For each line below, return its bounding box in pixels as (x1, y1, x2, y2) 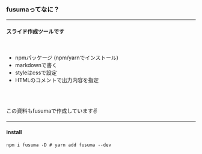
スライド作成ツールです (6, 28, 64, 35)
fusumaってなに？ (6, 5, 60, 13)
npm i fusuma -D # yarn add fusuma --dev (6, 142, 112, 148)
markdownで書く (14, 61, 58, 68)
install (6, 129, 22, 136)
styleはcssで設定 (14, 69, 57, 76)
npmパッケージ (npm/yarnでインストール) (14, 54, 119, 61)
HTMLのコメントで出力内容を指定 (14, 76, 99, 83)
